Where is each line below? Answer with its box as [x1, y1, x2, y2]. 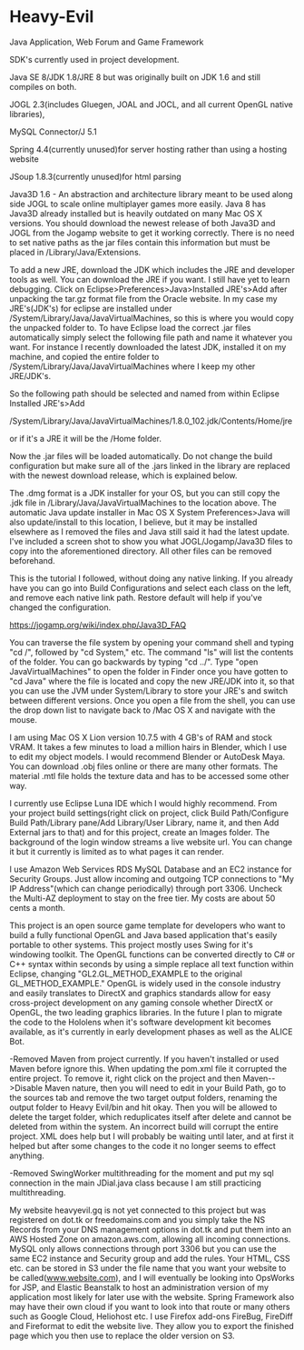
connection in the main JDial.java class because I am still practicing [9, 1177, 261, 1188]
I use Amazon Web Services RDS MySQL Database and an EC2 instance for [9, 864, 292, 875]
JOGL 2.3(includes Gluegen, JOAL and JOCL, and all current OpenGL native [9, 98, 293, 110]
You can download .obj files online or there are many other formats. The [9, 761, 279, 772]
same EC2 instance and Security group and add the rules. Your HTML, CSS [9, 1253, 290, 1264]
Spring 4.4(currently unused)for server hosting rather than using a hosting [9, 144, 288, 155]
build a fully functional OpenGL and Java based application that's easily [9, 929, 278, 940]
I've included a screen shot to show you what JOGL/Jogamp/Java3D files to [9, 535, 293, 546]
